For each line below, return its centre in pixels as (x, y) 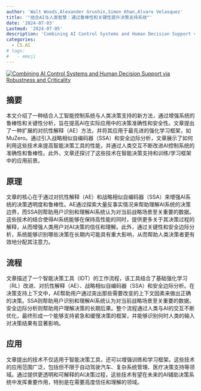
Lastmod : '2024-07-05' (34, 28)
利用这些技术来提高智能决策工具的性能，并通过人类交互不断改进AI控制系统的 (100, 146)
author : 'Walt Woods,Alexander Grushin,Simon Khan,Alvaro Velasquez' (95, 12)
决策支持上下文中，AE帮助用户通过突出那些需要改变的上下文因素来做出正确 (99, 293)
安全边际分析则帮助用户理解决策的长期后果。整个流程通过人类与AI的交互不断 (100, 308)
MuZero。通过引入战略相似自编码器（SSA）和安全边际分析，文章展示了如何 (100, 138)
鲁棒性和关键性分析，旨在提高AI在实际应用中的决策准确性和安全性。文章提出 (100, 123)
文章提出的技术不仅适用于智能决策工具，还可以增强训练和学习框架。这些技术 (100, 359)
